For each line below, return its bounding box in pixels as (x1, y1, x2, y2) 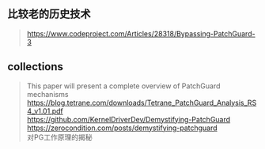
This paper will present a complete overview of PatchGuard (26, 81, 221, 91)
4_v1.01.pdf (26, 106, 64, 116)
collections (7, 60, 64, 73)
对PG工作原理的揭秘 (26, 132, 93, 142)
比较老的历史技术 (7, 7, 91, 21)
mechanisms (26, 89, 69, 99)
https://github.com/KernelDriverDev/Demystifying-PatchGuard (26, 114, 231, 124)
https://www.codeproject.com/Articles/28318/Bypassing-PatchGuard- (26, 28, 256, 38)
